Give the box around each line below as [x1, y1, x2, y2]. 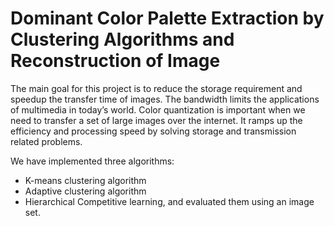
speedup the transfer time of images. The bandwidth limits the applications [10, 93, 320, 105]
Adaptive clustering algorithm [24, 185, 147, 197]
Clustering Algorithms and [10, 28, 235, 51]
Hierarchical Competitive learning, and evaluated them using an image [24, 195, 315, 207]
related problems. [10, 135, 83, 147]
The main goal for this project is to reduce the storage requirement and [10, 82, 303, 94]
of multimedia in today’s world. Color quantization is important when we [10, 103, 306, 116]
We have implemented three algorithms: [10, 155, 175, 167]
